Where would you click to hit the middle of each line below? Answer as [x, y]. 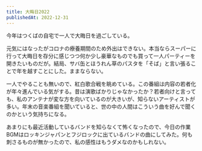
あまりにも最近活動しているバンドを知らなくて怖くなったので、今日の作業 [99, 127]
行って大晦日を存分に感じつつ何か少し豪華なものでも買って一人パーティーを [101, 56]
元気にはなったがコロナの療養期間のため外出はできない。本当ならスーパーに [101, 48]
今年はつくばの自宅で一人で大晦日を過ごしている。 [70, 35]
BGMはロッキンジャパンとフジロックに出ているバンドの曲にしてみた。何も [99, 134]
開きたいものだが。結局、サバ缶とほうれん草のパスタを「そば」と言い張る [99, 63]
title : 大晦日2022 [28, 12]
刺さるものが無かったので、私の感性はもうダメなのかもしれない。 [88, 142]
